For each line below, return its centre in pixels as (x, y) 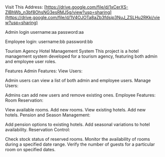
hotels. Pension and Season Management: (48, 115)
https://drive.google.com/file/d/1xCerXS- (87, 7)
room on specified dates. (30, 149)
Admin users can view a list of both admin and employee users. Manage (78, 80)
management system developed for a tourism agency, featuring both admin (81, 56)
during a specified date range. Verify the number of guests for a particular (80, 144)
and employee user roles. (31, 61)
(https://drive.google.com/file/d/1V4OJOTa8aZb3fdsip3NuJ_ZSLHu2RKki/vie (82, 17)
